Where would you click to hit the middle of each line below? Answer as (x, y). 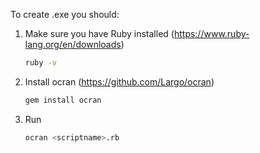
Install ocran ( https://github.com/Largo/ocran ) (119, 81)
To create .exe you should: (65, 14)
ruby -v (40, 63)
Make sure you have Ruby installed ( (99, 33)
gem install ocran (63, 100)
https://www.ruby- (211, 33)
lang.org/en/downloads (73, 44)
